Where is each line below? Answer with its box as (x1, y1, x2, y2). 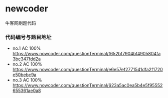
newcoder (5, 3, 49, 14)
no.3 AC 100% (12, 77, 43, 83)
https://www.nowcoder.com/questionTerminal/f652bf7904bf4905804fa (12, 51, 161, 57)
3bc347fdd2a (12, 56, 41, 62)
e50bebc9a (12, 72, 37, 78)
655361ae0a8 (12, 88, 41, 94)
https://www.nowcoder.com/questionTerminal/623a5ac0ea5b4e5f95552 (12, 83, 163, 89)
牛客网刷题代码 (5, 20, 36, 26)
